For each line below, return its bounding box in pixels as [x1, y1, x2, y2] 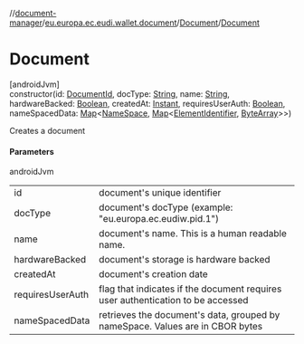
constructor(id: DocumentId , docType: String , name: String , [9, 88, 231, 99]
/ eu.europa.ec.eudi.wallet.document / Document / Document [42, 17, 261, 28]
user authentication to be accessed [99, 294, 249, 307]
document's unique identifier [99, 186, 222, 199]
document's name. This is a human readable [99, 227, 287, 240]
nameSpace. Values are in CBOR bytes [99, 320, 263, 333]
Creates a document [9, 125, 86, 136]
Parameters [9, 146, 54, 157]
